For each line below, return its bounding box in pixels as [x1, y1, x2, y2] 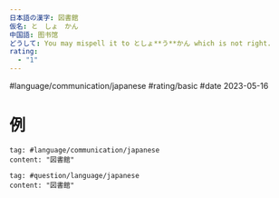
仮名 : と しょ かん [9, 22, 79, 31]
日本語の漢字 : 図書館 [9, 13, 79, 23]
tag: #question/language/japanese [9, 171, 140, 180]
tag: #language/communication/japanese [9, 145, 160, 154]
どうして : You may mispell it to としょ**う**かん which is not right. [9, 38, 272, 48]
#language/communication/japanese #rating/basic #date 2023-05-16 [9, 81, 269, 91]
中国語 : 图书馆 [9, 30, 59, 39]
